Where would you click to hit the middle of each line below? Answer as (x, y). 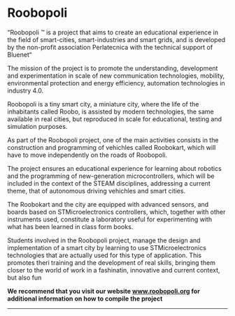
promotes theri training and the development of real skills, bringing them (111, 262)
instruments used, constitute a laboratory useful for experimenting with (109, 219)
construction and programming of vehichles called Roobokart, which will (112, 147)
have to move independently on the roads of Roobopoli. (87, 155)
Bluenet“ (20, 55)
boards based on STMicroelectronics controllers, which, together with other (116, 212)
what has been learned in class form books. (70, 226)
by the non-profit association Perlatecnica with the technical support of (110, 47)
